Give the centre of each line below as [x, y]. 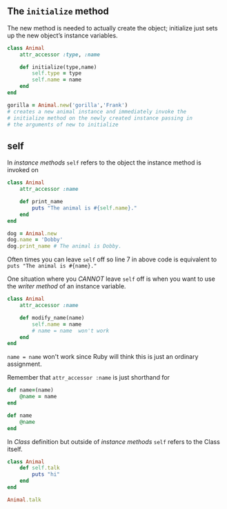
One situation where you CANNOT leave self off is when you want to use [111, 279]
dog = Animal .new [32, 233]
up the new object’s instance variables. [63, 35]
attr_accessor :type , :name [60, 55]
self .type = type [57, 73]
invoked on [23, 170]
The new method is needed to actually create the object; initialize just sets [112, 28]
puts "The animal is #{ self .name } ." [85, 208]
